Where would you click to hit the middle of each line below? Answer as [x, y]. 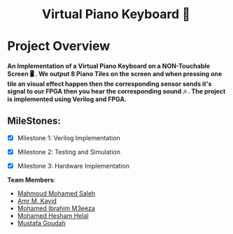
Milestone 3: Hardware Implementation [73, 166]
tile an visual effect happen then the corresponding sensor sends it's [110, 84]
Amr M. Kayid [37, 200]
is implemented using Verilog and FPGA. [67, 99]
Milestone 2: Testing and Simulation [69, 152]
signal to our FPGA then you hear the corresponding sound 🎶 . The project [116, 91]
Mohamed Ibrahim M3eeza [56, 208]
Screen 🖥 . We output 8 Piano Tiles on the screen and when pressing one [115, 73]
